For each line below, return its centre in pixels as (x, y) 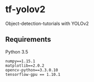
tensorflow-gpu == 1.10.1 (33, 74)
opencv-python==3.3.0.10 (32, 70)
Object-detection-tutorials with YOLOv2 (47, 23)
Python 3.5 (17, 51)
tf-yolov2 (26, 9)
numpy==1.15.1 (20, 61)
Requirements (28, 39)
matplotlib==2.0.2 (25, 65)
